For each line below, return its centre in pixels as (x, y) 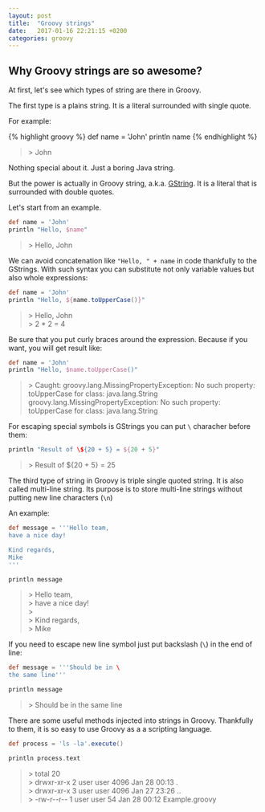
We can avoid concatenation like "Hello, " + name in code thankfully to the (132, 260)
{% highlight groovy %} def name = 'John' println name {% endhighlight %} (133, 137)
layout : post (30, 16)
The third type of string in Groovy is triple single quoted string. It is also (126, 481)
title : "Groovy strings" (51, 23)
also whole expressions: (48, 277)
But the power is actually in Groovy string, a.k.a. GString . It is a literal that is (132, 184)
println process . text (45, 758)
